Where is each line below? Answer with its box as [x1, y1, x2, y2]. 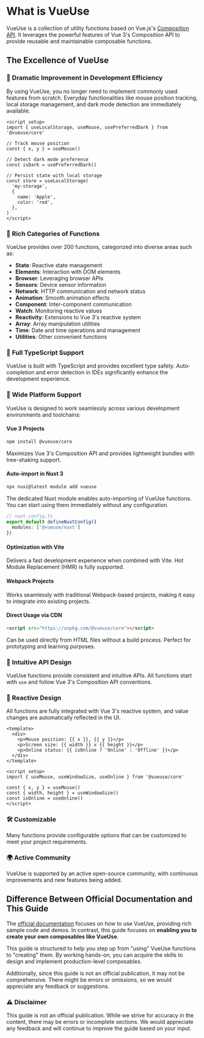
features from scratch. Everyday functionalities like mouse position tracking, [6, 94, 198, 102]
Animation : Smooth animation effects [15, 294, 110, 301]
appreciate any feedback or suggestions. [6, 982, 110, 990]
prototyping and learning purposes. [6, 642, 96, 650]
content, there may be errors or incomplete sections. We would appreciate [6, 1018, 194, 1025]
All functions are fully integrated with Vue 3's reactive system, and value [6, 708, 189, 715]
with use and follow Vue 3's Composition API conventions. [6, 678, 153, 686]
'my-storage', [12, 183, 48, 189]
